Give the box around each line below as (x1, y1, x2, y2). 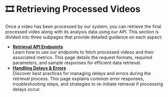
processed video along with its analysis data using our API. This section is (5, 28, 159, 34)
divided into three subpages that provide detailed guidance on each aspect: (5, 34, 163, 40)
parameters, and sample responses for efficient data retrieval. (12, 59, 141, 65)
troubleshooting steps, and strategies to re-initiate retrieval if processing (12, 80, 163, 87)
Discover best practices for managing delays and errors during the (12, 70, 151, 76)
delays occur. (12, 86, 41, 92)
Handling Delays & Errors (12, 65, 67, 71)
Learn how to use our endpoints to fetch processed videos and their (12, 49, 154, 55)
